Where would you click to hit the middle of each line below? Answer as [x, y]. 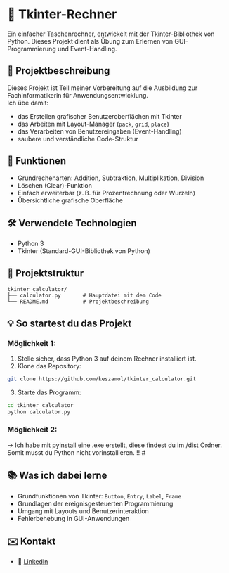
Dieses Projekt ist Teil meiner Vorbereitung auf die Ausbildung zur [103, 88]
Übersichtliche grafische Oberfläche [70, 200]
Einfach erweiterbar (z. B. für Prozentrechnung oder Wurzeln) [106, 193]
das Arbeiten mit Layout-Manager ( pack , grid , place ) [93, 124]
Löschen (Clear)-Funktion [55, 185]
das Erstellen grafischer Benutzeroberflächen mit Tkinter [100, 116]
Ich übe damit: [28, 103]
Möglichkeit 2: [32, 430]
